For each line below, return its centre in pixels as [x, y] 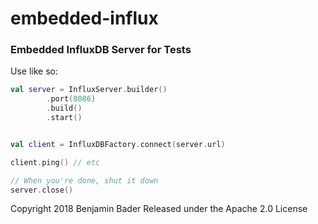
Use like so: [34, 71]
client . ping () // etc [55, 162]
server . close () [42, 190]
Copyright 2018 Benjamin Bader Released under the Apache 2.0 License [159, 209]
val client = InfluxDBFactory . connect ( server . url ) [118, 144]
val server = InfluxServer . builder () [89, 90]
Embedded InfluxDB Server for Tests [101, 50]
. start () [64, 118]
